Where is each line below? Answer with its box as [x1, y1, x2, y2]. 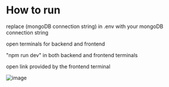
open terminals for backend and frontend [6, 40, 105, 47]
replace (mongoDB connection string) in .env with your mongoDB [6, 23, 164, 30]
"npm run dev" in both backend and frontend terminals [6, 51, 138, 58]
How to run [6, 4, 61, 17]
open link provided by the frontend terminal [6, 62, 111, 70]
